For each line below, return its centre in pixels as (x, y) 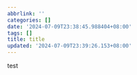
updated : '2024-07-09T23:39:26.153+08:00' (70, 46)
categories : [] (29, 20)
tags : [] (20, 33)
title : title (26, 40)
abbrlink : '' (26, 14)
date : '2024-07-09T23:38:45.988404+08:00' (70, 26)
